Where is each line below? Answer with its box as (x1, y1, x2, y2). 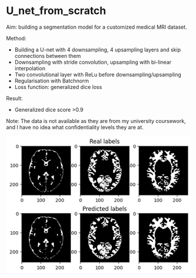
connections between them (14, 52, 81, 59)
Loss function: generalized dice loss (14, 83, 103, 90)
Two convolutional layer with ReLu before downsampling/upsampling (14, 71, 182, 78)
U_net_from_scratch (6, 4, 107, 18)
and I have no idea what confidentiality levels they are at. (6, 123, 144, 131)
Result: (6, 95, 23, 102)
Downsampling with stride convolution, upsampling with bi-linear (14, 59, 172, 66)
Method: (6, 35, 26, 42)
